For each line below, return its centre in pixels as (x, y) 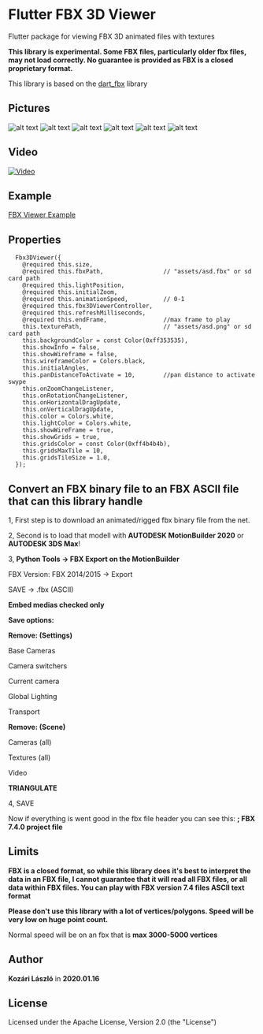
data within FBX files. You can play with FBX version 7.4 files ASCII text (126, 887)
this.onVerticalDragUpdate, (68, 410)
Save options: (31, 620)
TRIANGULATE (33, 788)
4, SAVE (21, 803)
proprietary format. (41, 68)
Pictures (29, 108)
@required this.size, (57, 265)
